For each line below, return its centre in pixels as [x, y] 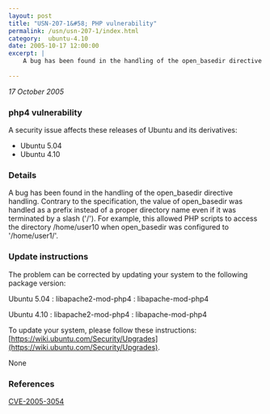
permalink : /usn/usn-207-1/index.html [74, 31]
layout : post [30, 16]
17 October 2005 [36, 91]
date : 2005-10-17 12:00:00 [54, 46]
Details [23, 175]
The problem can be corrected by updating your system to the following [128, 274]
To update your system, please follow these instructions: [102, 330]
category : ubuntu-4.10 [49, 38]
